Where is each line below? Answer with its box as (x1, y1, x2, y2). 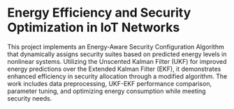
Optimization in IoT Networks (7, 19, 180, 35)
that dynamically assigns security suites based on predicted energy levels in (7, 50, 227, 58)
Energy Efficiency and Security (7, 5, 191, 21)
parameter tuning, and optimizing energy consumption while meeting (7, 87, 206, 95)
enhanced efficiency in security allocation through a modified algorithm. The (7, 72, 228, 81)
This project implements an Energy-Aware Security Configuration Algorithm (7, 42, 225, 51)
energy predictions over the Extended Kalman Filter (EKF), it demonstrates (7, 65, 221, 73)
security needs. (7, 94, 52, 102)
